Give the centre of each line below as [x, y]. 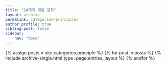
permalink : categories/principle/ [42, 19]
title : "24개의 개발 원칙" [31, 10]
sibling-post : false [27, 29]
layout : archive [22, 15]
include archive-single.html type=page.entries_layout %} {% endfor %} [80, 58]
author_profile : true [28, 24]
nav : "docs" [27, 39]
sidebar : [15, 34]
